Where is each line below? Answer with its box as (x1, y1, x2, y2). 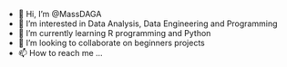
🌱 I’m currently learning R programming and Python (17, 28, 211, 38)
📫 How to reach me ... (17, 48, 103, 58)
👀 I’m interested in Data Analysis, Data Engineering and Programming (17, 18, 278, 29)
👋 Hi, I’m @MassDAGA (17, 9, 102, 19)
